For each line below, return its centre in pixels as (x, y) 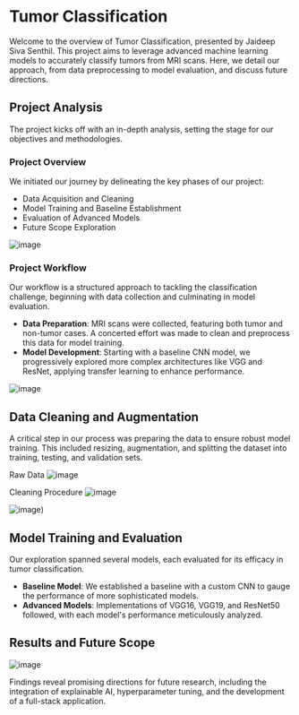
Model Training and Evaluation (96, 538)
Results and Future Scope (82, 643)
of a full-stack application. (57, 701)
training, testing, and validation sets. (76, 458)
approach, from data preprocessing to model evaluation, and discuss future (149, 70)
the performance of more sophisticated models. (111, 595)
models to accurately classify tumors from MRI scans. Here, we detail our (145, 60)
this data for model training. (73, 343)
